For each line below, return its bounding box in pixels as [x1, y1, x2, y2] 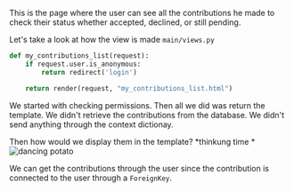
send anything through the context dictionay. [9, 119, 174, 130]
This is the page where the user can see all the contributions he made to [9, 8, 275, 18]
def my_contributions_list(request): [9, 52, 150, 60]
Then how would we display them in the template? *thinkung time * [9, 136, 256, 147]
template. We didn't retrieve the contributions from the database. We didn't [9, 109, 285, 120]
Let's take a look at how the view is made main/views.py [9, 35, 216, 44]
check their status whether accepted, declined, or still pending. [9, 17, 241, 28]
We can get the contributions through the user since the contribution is [9, 163, 270, 173]
